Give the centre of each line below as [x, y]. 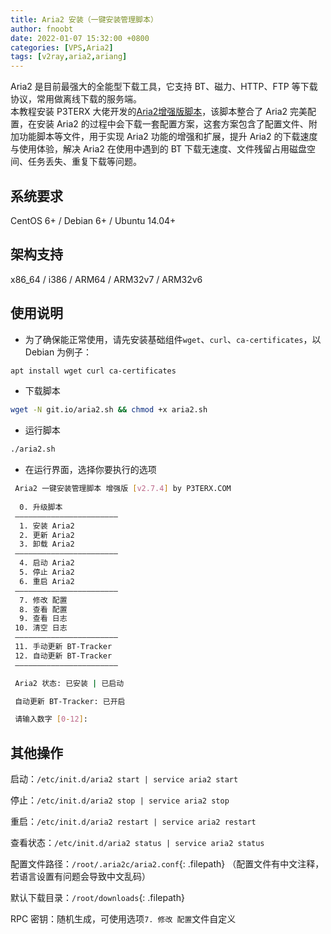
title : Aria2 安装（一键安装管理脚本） [84, 19]
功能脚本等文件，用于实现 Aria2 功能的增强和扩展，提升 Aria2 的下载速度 [168, 137]
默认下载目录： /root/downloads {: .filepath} [97, 898]
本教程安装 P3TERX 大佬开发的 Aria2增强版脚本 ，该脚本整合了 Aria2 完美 [159, 112]
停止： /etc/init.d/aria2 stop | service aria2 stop [120, 800]
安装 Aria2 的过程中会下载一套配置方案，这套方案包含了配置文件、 [172, 124]
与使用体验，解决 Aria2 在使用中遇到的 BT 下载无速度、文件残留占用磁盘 [159, 149]
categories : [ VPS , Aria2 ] [62, 47]
